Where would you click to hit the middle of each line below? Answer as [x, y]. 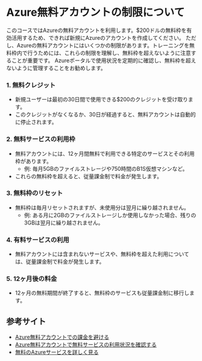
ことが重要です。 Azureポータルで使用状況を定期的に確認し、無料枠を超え [104, 60]
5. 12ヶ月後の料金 [32, 279]
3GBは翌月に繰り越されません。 [64, 222]
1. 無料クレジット [31, 85]
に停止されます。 [36, 122]
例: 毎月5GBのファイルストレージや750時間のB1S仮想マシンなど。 [106, 168]
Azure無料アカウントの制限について [96, 12]
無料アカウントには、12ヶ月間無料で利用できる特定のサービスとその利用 [105, 153]
